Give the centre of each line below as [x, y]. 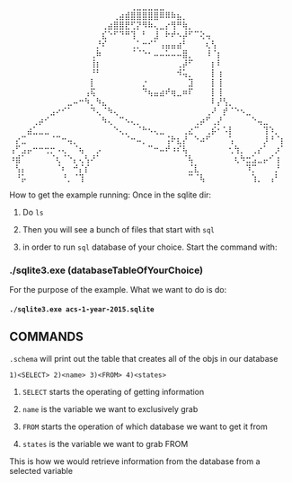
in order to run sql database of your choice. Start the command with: [150, 247]
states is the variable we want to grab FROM [105, 443]
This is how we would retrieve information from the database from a [135, 461]
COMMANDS [46, 337]
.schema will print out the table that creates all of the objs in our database [144, 358]
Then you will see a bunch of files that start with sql [119, 229]
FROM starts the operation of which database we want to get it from [145, 426]
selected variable [41, 470]
